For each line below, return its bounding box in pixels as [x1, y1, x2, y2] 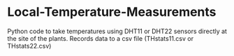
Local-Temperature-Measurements [7, 4, 217, 20]
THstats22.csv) [7, 41, 52, 50]
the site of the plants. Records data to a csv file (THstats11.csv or [7, 34, 194, 42]
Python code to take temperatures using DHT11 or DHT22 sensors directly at [7, 27, 227, 35]
